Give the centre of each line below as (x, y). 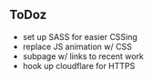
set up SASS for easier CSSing (80, 36)
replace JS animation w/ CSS (77, 46)
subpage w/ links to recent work (83, 56)
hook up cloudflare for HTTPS (79, 65)
